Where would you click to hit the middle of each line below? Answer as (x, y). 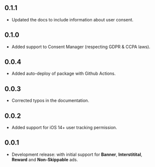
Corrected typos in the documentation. (50, 100)
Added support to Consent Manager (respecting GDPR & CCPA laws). (81, 47)
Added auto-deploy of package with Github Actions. (63, 74)
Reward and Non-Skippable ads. (45, 159)
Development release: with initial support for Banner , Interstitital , (77, 154)
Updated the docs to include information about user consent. (72, 19)
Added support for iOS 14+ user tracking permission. (64, 128)
